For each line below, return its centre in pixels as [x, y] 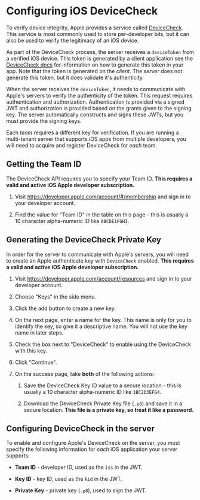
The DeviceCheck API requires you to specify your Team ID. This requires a [99, 179]
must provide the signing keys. [44, 121]
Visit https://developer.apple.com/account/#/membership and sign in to [103, 197]
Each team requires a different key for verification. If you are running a [93, 132]
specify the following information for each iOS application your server [92, 449]
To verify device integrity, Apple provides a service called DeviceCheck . [95, 28]
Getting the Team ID [44, 164]
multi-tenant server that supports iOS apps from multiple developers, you [96, 138]
